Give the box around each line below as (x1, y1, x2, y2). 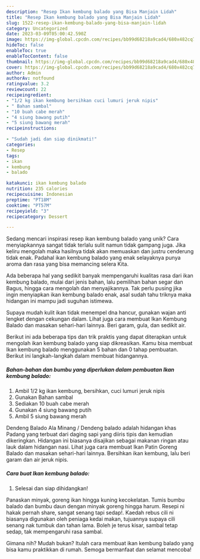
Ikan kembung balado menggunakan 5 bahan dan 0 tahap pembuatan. (6, 346, 179, 353)
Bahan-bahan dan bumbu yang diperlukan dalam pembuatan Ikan (6, 365, 174, 373)
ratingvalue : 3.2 (6, 81, 49, 87)
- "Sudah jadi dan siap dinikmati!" (6, 136, 97, 142)
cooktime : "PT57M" (6, 202, 52, 208)
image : (6, 36, 23, 42)
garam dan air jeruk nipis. (6, 456, 68, 463)
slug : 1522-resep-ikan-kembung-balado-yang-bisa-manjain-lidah (6, 20, 167, 26)
